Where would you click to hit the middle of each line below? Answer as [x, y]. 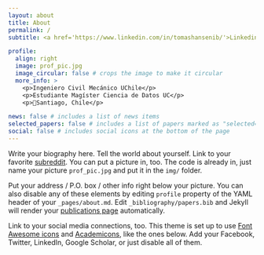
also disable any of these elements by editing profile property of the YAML [130, 194]
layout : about [31, 15]
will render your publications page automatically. [87, 210]
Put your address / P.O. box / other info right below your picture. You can [126, 185]
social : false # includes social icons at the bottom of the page [119, 131]
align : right [37, 59]
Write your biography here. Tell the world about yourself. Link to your [120, 153]
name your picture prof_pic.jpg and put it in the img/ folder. [105, 170]
